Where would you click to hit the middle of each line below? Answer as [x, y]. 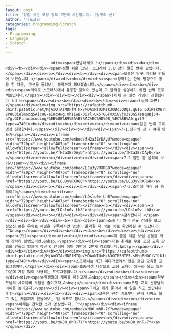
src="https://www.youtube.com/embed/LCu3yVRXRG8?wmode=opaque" [74, 168]
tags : [11, 29]
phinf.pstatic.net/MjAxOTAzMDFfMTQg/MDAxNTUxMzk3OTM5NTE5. [69, 256]
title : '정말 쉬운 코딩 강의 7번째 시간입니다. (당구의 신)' [61, 15]
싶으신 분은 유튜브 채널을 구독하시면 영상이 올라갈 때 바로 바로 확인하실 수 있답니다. [83, 226]
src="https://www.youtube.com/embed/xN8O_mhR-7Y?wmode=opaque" [74, 309]
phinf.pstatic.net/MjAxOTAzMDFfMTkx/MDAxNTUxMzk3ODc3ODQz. [69, 109]
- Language [17, 39]
